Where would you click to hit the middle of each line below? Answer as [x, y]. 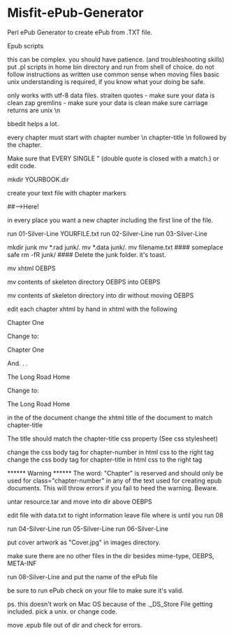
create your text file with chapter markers [67, 193]
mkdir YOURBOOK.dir [38, 179]
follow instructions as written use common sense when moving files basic [114, 74]
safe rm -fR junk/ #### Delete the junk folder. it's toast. [87, 254]
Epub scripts [25, 46]
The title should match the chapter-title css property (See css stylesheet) [113, 438]
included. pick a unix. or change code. [62, 611]
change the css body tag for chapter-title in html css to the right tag [105, 459]
